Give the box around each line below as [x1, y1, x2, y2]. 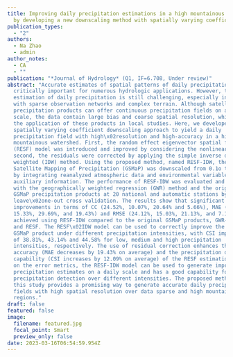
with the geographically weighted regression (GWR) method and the [13, 185, 213, 192]
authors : [7, 36, 33, 43]
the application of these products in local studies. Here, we [13, 119, 200, 127]
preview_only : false [13, 333, 73, 340]
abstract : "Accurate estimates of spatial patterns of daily [7, 81, 188, 88]
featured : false [7, 307, 54, 315]
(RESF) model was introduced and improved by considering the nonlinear [13, 146, 228, 153]
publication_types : [7, 23, 64, 30]
